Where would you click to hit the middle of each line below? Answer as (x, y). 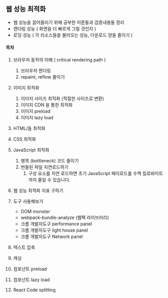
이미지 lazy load (37, 118)
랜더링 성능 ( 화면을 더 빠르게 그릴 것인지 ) (55, 28)
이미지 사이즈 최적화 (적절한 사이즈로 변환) (62, 98)
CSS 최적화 (24, 139)
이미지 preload (36, 111)
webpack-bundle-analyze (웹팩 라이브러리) (65, 218)
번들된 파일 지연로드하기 (45, 167)
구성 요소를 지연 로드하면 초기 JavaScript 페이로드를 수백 (85, 174)
